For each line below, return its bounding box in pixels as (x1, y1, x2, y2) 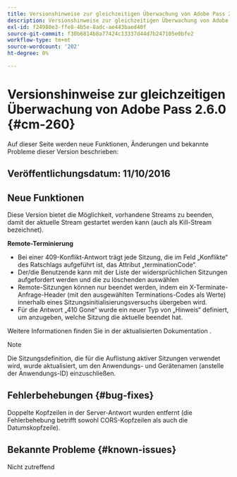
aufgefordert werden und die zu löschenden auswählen (17, 276, 179, 284)
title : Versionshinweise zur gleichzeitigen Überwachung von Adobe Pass (7, 10, 226, 18)
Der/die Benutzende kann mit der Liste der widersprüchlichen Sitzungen (17, 268, 228, 276)
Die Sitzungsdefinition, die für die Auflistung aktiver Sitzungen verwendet (7, 354, 221, 363)
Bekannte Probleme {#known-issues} (7, 444, 176, 456)
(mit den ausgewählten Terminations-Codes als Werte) (66, 290, 226, 299)
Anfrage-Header (17, 290, 66, 299)
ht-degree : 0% (7, 50, 49, 57)
